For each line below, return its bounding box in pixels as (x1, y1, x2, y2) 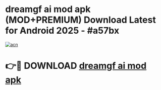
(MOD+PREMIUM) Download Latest (5, 14, 156, 26)
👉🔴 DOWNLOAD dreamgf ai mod (5, 60, 147, 71)
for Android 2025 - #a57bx (5, 25, 120, 36)
